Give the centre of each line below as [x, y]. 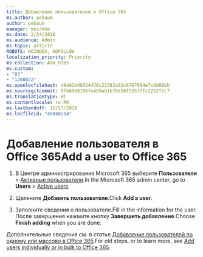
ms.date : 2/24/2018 [31, 35]
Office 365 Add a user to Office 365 [97, 156]
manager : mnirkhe [28, 29]
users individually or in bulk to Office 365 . [58, 247]
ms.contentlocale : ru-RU [38, 102]
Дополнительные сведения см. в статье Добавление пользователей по [100, 235]
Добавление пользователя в [83, 144]
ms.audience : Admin [31, 40]
